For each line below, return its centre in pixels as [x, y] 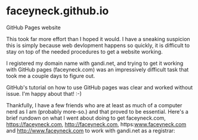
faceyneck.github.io [58, 11]
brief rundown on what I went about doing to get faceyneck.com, [86, 118]
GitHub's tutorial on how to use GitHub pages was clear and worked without [100, 87]
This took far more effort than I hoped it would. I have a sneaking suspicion [98, 39]
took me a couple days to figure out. [51, 76]
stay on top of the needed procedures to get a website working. [84, 51]
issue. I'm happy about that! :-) [44, 94]
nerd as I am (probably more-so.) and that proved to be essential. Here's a [98, 111]
